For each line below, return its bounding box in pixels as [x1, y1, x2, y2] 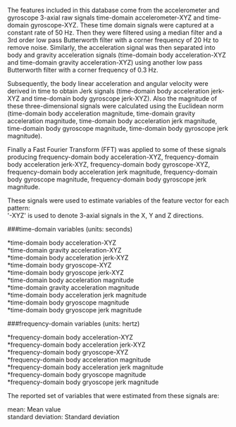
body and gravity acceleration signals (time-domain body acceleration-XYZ [7, 51, 227, 59]
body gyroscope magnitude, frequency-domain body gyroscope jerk [7, 175, 207, 184]
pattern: [7, 204, 30, 212]
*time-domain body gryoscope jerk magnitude [7, 306, 142, 314]
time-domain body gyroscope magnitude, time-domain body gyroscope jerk [7, 125, 229, 132]
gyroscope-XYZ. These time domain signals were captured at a [30, 21, 214, 29]
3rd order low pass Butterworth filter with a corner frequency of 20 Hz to [7, 36, 219, 44]
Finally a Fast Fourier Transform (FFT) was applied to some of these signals [7, 146, 227, 153]
